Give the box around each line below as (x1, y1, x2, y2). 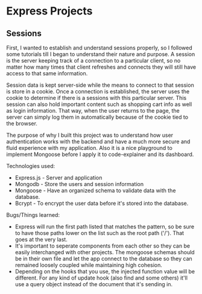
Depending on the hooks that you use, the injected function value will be (14, 268, 195, 275)
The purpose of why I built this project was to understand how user (6, 131, 174, 139)
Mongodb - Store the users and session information (14, 181, 144, 187)
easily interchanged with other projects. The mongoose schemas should (14, 249, 195, 255)
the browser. (6, 120, 38, 127)
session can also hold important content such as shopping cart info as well (6, 101, 192, 108)
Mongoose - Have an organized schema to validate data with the (14, 187, 176, 194)
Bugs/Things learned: (6, 211, 60, 218)
